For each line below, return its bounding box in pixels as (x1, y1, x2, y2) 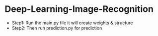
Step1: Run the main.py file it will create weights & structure (11, 20, 133, 26)
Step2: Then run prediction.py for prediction (11, 25, 102, 31)
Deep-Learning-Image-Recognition (4, 3, 154, 15)
